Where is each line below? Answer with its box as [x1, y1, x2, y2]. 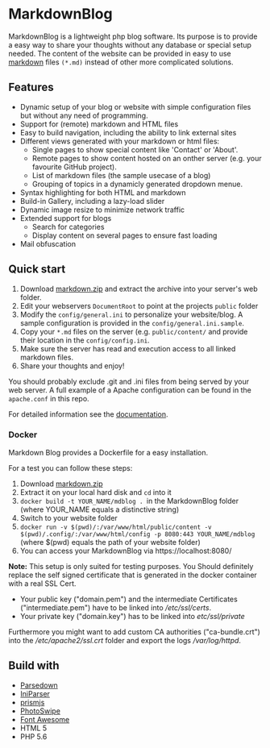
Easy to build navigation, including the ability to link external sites [19, 127, 237, 137]
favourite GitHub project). [31, 162, 117, 172]
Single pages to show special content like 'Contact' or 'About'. [31, 144, 239, 154]
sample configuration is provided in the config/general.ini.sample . [19, 318, 244, 327]
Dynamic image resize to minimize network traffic [19, 205, 185, 214]
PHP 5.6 [19, 731, 48, 742]
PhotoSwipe [19, 706, 60, 716]
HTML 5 [19, 723, 48, 733]
